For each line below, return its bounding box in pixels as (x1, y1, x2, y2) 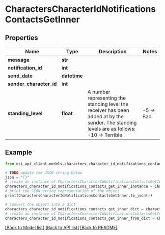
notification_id (7, 65, 42, 71)
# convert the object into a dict (5, 202, 76, 207)
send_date (7, 72, 33, 79)
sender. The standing (87, 119, 137, 126)
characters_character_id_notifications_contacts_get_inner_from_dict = (5, 216, 155, 221)
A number (87, 89, 110, 95)
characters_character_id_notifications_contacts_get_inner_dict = (5, 206, 144, 211)
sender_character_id (7, 80, 57, 87)
